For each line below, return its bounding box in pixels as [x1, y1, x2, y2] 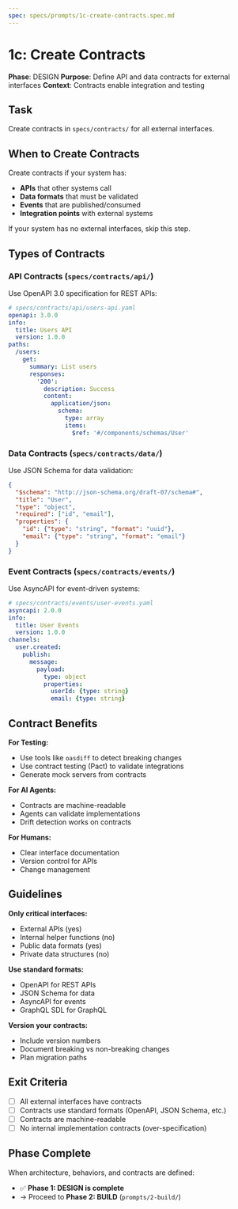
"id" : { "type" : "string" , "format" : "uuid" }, [22, 525, 176, 533]
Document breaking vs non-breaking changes [19, 1044, 170, 1053]
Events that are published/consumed [19, 200, 141, 210]
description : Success [43, 385, 115, 392]
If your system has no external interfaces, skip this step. [8, 224, 191, 233]
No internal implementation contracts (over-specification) [19, 1123, 207, 1132]
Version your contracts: [8, 1020, 89, 1029]
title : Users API [15, 326, 73, 334]
